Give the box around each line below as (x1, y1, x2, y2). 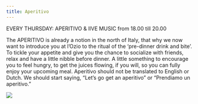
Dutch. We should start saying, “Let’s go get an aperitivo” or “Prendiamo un (6, 74, 190, 81)
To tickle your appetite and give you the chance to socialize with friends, (6, 48, 184, 56)
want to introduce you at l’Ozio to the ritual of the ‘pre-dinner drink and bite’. (6, 43, 192, 50)
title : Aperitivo (6, 8, 49, 15)
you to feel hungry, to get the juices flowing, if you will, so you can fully (6, 61, 181, 69)
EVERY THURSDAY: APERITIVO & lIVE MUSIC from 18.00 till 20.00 (6, 25, 166, 32)
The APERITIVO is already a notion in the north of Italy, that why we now (6, 36, 183, 43)
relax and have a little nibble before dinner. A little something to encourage (6, 55, 188, 62)
